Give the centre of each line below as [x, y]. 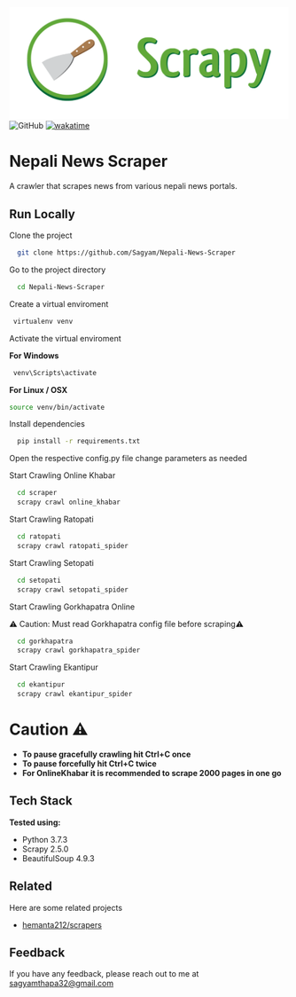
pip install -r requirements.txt [79, 442]
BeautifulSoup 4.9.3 [58, 858]
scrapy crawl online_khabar [69, 502]
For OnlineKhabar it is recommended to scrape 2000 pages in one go [152, 773]
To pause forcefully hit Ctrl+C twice [89, 763]
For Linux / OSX [39, 389]
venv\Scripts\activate [55, 373]
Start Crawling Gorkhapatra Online [72, 607]
